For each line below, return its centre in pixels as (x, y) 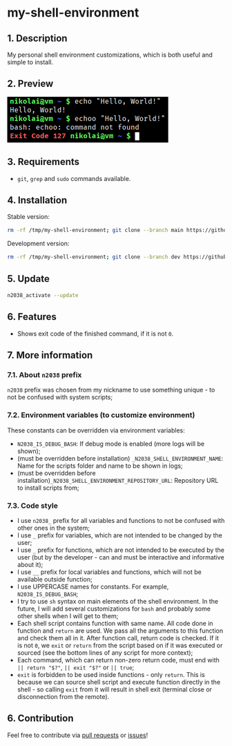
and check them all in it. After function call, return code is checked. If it (118, 638)
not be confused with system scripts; (60, 397)
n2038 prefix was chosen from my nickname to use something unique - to (111, 390)
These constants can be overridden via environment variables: (96, 430)
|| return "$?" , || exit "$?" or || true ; (76, 667)
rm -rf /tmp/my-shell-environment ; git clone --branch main (96, 230)
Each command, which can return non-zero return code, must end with (118, 660)
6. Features (32, 317)
